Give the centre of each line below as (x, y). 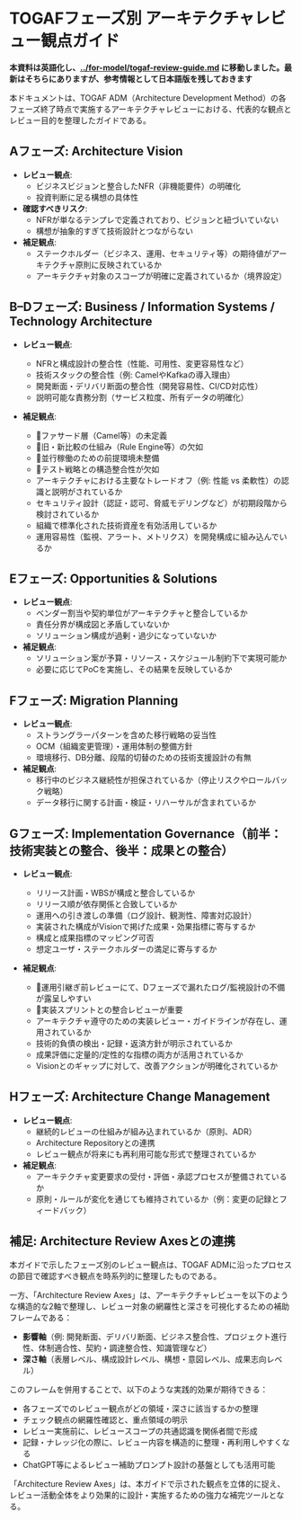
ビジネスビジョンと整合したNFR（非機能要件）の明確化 (138, 186)
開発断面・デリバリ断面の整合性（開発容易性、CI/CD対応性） (149, 386)
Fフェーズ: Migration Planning (94, 701)
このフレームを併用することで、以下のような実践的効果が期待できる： (139, 1389)
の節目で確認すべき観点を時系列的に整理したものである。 (115, 1276)
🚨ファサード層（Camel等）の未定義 (102, 435)
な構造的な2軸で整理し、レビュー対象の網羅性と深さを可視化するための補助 (150, 1306)
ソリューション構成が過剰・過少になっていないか (126, 636)
